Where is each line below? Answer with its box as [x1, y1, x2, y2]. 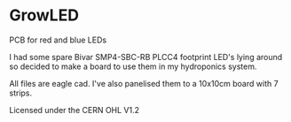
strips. [9, 88, 33, 98]
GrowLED [9, 5, 80, 26]
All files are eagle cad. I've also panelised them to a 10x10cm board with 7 [9, 78, 279, 88]
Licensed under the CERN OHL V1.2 [9, 104, 140, 115]
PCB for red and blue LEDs [9, 34, 107, 45]
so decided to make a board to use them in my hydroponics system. [9, 61, 257, 72]
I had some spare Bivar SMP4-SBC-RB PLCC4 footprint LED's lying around [9, 51, 283, 62]
